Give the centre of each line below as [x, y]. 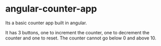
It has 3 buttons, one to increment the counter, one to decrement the [77, 32]
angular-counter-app [51, 9]
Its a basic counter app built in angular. [46, 23]
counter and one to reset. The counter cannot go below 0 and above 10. [81, 38]
